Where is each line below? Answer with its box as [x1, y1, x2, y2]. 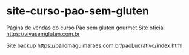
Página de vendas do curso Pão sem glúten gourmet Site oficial [6, 24, 165, 31]
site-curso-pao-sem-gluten [6, 4, 150, 18]
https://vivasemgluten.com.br [6, 30, 80, 37]
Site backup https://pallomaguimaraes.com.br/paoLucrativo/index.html [6, 42, 183, 49]
